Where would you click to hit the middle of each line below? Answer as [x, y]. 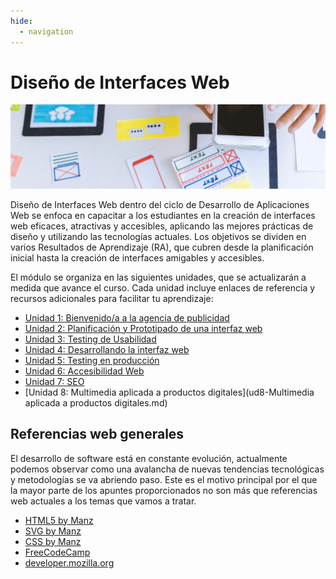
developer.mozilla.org [69, 562]
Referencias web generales [97, 434]
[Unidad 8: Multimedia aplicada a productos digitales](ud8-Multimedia [169, 392]
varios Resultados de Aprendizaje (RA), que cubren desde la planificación [162, 247]
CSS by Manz [53, 541]
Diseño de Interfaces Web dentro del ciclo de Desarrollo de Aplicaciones [160, 204]
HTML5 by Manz [59, 520]
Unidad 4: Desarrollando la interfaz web [107, 349]
